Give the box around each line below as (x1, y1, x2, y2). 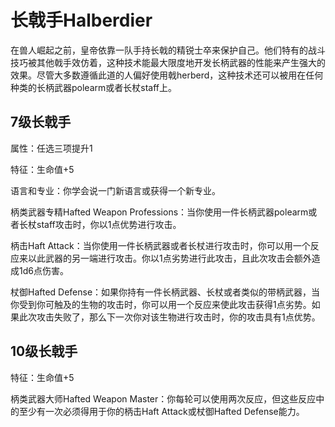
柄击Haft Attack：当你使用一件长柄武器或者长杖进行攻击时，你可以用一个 (10, 239, 311, 251)
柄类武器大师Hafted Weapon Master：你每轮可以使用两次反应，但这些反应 (10, 392, 317, 405)
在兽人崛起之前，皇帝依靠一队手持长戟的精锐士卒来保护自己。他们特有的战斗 (10, 44, 326, 56)
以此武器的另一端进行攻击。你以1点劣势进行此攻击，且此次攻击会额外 (27, 252, 312, 264)
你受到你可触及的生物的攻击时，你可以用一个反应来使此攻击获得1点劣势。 (10, 298, 312, 310)
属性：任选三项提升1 (10, 142, 93, 154)
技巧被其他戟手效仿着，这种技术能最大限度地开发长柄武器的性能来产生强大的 (10, 56, 326, 68)
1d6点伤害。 (18, 264, 69, 276)
